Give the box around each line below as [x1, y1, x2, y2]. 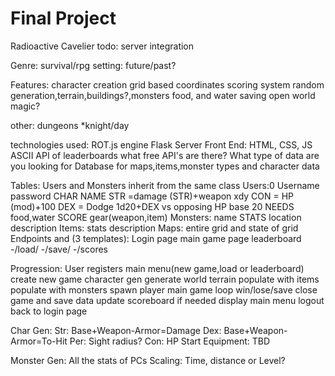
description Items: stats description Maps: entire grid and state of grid [10, 222, 299, 234]
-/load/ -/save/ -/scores [10, 243, 108, 255]
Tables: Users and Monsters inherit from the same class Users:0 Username [10, 179, 320, 191]
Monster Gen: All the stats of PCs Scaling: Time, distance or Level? [10, 354, 286, 366]
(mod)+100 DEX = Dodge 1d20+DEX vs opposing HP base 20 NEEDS [10, 200, 295, 212]
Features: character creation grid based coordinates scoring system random [10, 78, 325, 91]
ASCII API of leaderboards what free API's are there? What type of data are [10, 149, 320, 161]
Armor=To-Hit [10, 335, 68, 347]
